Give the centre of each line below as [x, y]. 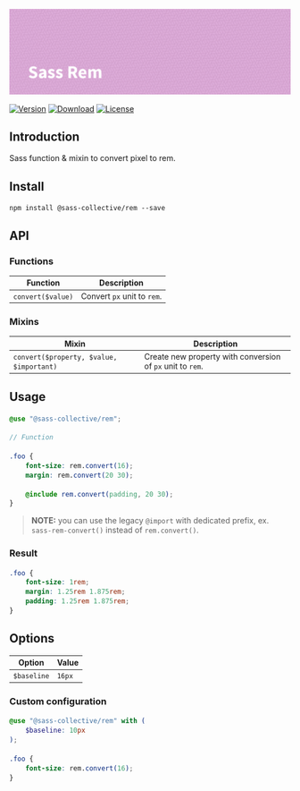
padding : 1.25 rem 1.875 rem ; [77, 601]
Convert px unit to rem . [121, 296]
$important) [35, 367]
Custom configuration [58, 701]
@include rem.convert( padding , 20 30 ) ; [100, 494]
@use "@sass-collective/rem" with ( [77, 721]
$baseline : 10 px [56, 731]
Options [32, 638]
